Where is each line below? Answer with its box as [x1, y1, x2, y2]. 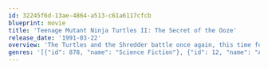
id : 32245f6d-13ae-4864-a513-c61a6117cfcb [8, 11, 152, 20]
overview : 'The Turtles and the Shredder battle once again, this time [8, 41, 251, 49]
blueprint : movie [8, 19, 66, 27]
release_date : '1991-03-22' [8, 33, 102, 42]
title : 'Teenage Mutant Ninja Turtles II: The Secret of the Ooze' [8, 26, 238, 34]
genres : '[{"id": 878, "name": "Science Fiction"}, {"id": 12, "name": [8, 48, 251, 56]
